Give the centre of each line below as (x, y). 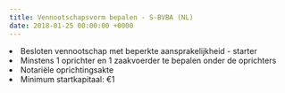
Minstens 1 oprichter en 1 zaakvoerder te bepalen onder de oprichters (149, 60)
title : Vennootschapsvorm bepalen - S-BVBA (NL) (101, 17)
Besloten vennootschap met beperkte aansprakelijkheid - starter (139, 50)
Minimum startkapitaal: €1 (68, 79)
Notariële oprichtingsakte (67, 70)
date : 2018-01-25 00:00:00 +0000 (71, 26)
